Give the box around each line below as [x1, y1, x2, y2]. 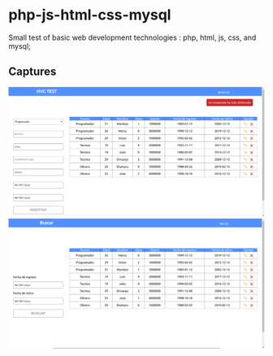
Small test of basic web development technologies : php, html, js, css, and [8, 33, 257, 42]
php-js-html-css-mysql [8, 6, 171, 24]
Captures [8, 65, 57, 79]
